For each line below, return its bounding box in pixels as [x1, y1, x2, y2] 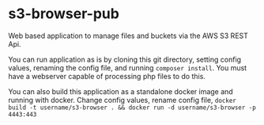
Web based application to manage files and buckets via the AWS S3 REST [8, 31, 249, 40]
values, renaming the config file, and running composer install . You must [8, 62, 247, 72]
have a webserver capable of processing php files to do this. [8, 71, 206, 81]
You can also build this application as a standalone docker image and [8, 86, 233, 96]
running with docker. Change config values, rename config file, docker [8, 95, 237, 104]
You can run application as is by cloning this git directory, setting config [8, 55, 242, 64]
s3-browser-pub [8, 5, 120, 23]
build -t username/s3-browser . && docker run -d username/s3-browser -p [8, 104, 257, 112]
